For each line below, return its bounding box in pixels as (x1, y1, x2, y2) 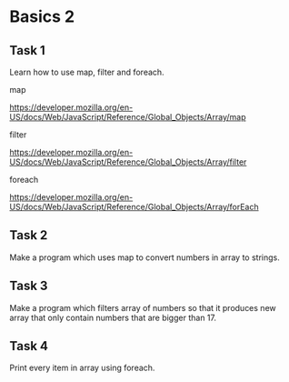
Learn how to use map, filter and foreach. (9, 66, 165, 77)
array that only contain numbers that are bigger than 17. (9, 312, 216, 323)
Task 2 (9, 227, 48, 243)
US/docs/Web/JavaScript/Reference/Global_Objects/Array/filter (9, 156, 247, 167)
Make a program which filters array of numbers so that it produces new (9, 302, 276, 313)
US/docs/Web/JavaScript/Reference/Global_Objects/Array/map (9, 112, 246, 122)
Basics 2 (9, 6, 75, 27)
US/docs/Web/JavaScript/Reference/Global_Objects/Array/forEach (9, 202, 259, 212)
